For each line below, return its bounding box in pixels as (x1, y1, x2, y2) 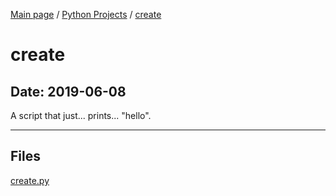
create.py (10, 174, 50, 186)
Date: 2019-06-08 (10, 83, 127, 100)
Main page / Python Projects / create (10, 9, 162, 20)
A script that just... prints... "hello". (10, 110, 152, 121)
